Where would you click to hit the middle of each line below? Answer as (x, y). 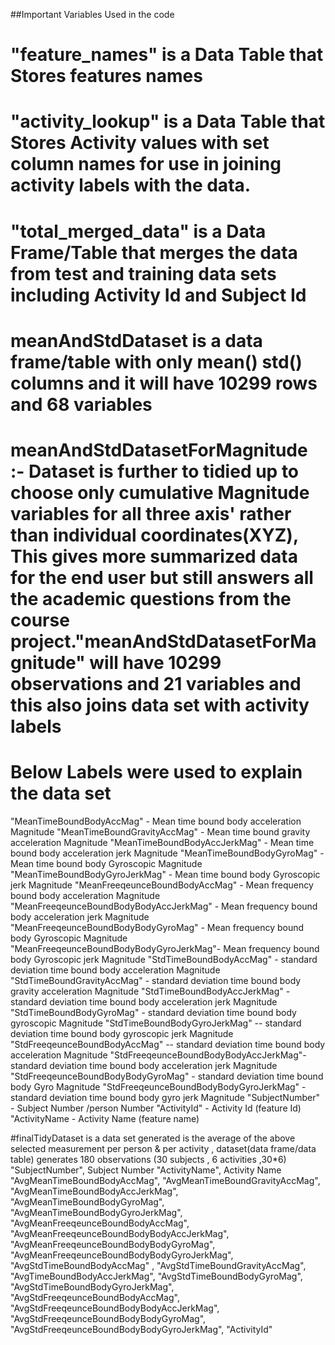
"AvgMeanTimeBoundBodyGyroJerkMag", (96, 1212)
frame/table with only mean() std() (156, 361)
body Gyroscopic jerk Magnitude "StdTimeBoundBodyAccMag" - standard (164, 959)
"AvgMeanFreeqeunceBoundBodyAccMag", (100, 1223)
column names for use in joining (146, 164)
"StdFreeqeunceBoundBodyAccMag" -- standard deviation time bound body (168, 1044)
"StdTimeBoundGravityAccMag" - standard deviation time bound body (156, 980)
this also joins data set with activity (160, 705)
